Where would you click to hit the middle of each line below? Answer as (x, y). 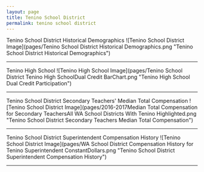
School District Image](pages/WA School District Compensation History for (100, 144)
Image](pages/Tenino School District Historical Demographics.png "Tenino (100, 47)
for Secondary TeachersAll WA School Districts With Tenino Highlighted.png (101, 114)
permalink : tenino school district (51, 23)
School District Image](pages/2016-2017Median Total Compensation (112, 107)
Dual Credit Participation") (39, 84)
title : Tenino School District (46, 18)
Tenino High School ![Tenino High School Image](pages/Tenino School (95, 71)
